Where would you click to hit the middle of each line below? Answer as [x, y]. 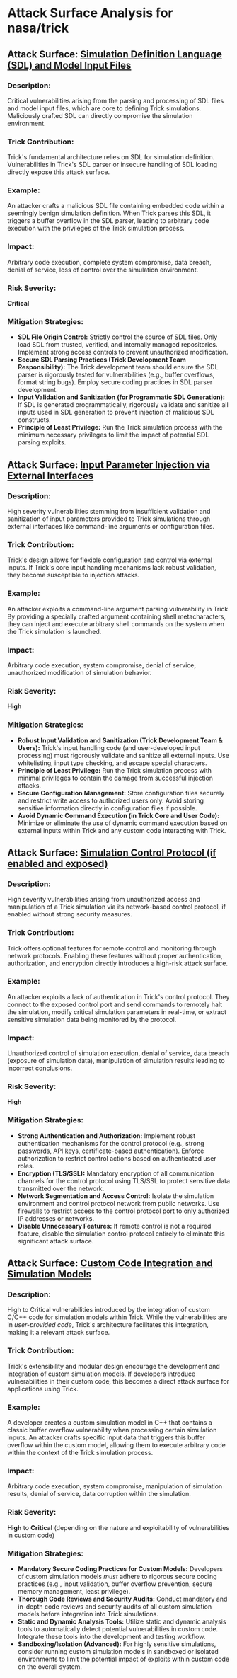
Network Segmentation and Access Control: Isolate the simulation [116, 1196]
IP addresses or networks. [56, 1218]
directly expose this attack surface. [59, 172]
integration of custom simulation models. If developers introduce [102, 1374]
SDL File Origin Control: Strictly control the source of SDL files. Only [117, 337]
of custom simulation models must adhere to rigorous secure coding [117, 1576]
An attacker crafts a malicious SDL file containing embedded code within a [116, 206]
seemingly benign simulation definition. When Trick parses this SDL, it [109, 213]
